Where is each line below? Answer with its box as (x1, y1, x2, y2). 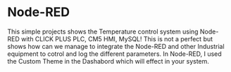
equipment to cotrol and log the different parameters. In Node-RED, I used (7, 50, 222, 58)
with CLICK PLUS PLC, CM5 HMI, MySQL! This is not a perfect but (20, 34, 213, 43)
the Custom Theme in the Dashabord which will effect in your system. (7, 57, 210, 65)
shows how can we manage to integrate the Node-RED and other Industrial (7, 42, 225, 50)
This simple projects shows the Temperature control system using (7, 27, 199, 36)
